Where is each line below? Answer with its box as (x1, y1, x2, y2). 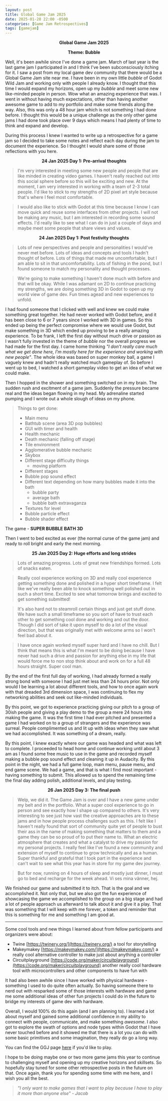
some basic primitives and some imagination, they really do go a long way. (5, 1035, 158, 1041)
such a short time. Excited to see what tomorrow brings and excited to (17, 591, 162, 597)
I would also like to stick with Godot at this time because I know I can (17, 204, 159, 210)
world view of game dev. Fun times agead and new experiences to (17, 291, 154, 297)
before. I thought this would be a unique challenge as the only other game (5, 112, 157, 118)
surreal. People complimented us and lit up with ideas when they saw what (5, 725, 159, 731)
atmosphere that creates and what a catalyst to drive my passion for (17, 839, 158, 845)
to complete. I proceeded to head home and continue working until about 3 (5, 746, 160, 752)
